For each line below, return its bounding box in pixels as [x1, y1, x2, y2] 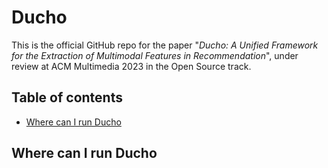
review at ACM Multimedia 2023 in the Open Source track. [11, 60, 252, 72]
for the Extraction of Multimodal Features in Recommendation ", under [11, 49, 299, 61]
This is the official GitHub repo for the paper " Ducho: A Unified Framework [11, 39, 319, 51]
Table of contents [11, 89, 123, 106]
